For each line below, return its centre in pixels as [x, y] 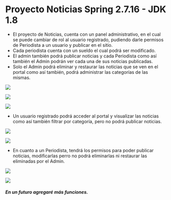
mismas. [21, 77]
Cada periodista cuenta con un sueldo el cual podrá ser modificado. [84, 50]
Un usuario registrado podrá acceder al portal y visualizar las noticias [86, 116]
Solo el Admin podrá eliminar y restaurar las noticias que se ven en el [85, 67]
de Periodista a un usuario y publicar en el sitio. [63, 45]
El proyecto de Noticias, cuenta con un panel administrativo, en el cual [87, 34]
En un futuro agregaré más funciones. [47, 192]
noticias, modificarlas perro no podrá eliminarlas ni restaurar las [80, 156]
